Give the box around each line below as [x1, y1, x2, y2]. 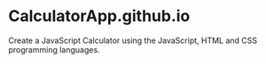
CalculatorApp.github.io [8, 6, 191, 26]
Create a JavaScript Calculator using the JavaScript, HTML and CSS [8, 35, 258, 46]
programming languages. [8, 44, 100, 54]
